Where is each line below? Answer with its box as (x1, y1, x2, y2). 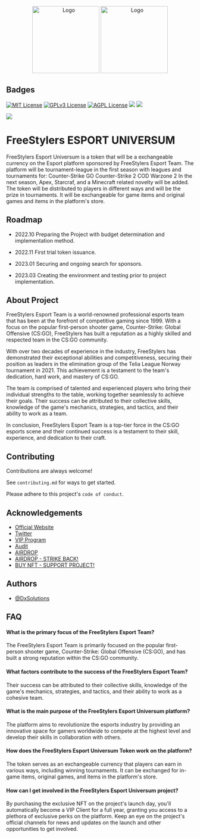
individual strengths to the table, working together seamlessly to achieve (6, 391, 185, 398)
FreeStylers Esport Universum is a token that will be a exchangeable (6, 153, 173, 160)
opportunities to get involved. (6, 825, 79, 833)
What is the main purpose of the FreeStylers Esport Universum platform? (6, 707, 190, 715)
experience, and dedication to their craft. (6, 434, 107, 442)
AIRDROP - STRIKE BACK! (14, 555, 79, 562)
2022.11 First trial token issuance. (14, 249, 96, 256)
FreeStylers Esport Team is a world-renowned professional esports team (6, 311, 185, 318)
